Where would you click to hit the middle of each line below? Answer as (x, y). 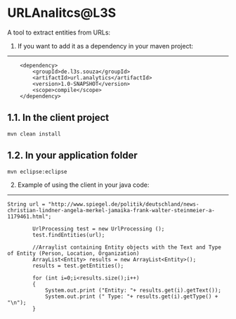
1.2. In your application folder (73, 156)
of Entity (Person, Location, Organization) (73, 253)
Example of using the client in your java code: (83, 185)
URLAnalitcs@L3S (62, 13)
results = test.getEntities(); (78, 266)
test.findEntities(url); (69, 235)
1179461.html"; (29, 216)
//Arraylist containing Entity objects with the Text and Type (127, 247)
